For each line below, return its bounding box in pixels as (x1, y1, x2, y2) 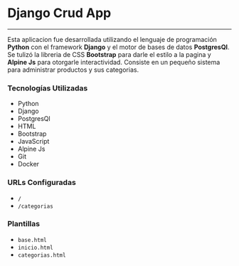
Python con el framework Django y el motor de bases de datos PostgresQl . (7, 43, 230, 51)
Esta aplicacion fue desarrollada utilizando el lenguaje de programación (7, 35, 217, 43)
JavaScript (17, 137, 50, 146)
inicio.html (17, 244, 53, 251)
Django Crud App (7, 5, 112, 21)
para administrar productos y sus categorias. (7, 65, 139, 74)
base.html (17, 236, 48, 243)
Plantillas (7, 219, 41, 229)
